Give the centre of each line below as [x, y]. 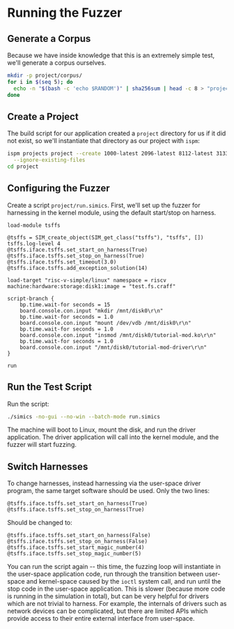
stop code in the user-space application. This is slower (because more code [116, 589]
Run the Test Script [49, 387]
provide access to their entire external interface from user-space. [101, 619]
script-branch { [31, 298]
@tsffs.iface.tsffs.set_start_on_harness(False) [79, 536]
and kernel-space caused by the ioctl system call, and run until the [124, 582]
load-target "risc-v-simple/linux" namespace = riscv [87, 280]
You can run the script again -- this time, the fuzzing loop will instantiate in [114, 567]
